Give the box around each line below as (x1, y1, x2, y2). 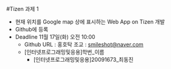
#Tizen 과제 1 (6, 5, 39, 12)
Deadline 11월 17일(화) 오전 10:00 (15, 33, 96, 41)
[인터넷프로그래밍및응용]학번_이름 (24, 48, 105, 56)
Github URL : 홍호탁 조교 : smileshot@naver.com (24, 41, 144, 48)
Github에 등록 (15, 26, 49, 33)
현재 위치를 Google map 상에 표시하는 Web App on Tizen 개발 (15, 18, 166, 25)
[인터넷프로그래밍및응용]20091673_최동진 (33, 56, 134, 63)
